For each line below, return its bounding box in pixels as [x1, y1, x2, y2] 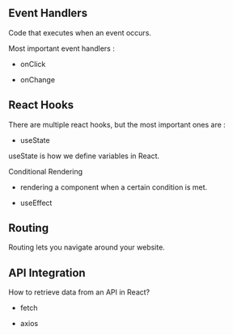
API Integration [8, 266, 87, 279]
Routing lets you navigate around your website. [8, 242, 166, 253]
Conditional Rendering [8, 166, 83, 176]
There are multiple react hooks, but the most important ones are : [8, 119, 227, 129]
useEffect [19, 198, 53, 207]
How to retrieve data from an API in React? [8, 287, 150, 297]
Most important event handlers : [8, 44, 115, 53]
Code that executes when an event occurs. [8, 27, 152, 37]
